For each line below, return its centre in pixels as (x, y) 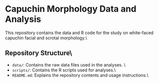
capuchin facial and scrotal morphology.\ (46, 38)
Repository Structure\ (39, 53)
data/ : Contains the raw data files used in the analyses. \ (69, 65)
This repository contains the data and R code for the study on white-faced (79, 33)
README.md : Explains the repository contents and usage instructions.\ (80, 75)
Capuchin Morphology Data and (71, 9)
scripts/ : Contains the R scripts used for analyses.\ (64, 70)
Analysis (23, 19)
